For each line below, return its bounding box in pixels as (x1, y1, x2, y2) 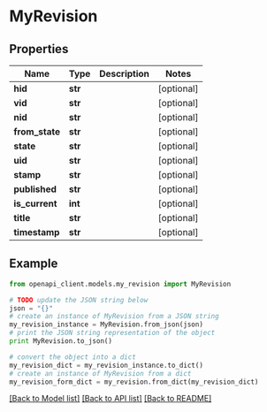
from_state (13, 126, 60, 138)
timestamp (13, 226, 60, 238)
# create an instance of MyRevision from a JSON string (9, 312, 219, 321)
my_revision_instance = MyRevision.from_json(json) (9, 320, 203, 329)
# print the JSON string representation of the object (9, 329, 216, 338)
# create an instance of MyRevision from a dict (9, 369, 192, 378)
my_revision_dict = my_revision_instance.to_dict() (9, 361, 203, 370)
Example (9, 256, 58, 271)
